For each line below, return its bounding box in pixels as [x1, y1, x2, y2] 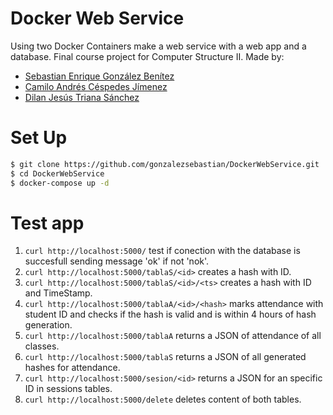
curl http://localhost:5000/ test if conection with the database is [24, 245, 301, 257]
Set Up [10, 127, 68, 149]
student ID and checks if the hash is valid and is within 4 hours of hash [24, 308, 317, 321]
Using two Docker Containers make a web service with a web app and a [10, 40, 307, 52]
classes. [24, 340, 60, 352]
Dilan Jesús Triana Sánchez [24, 91, 140, 103]
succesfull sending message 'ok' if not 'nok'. [24, 255, 210, 267]
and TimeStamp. [24, 287, 93, 299]
